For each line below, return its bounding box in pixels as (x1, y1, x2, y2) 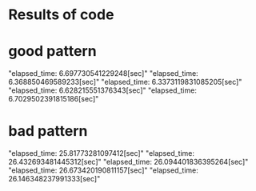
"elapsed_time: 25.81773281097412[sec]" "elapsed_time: (8, 149, 194, 158)
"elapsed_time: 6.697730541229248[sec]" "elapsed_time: (8, 69, 198, 78)
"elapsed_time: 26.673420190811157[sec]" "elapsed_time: (8, 165, 198, 175)
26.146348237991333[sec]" (8, 174, 101, 184)
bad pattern (8, 122, 88, 141)
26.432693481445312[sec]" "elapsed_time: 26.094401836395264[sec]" (8, 157, 249, 167)
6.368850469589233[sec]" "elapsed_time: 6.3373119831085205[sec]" (8, 78, 242, 87)
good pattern (8, 42, 98, 61)
